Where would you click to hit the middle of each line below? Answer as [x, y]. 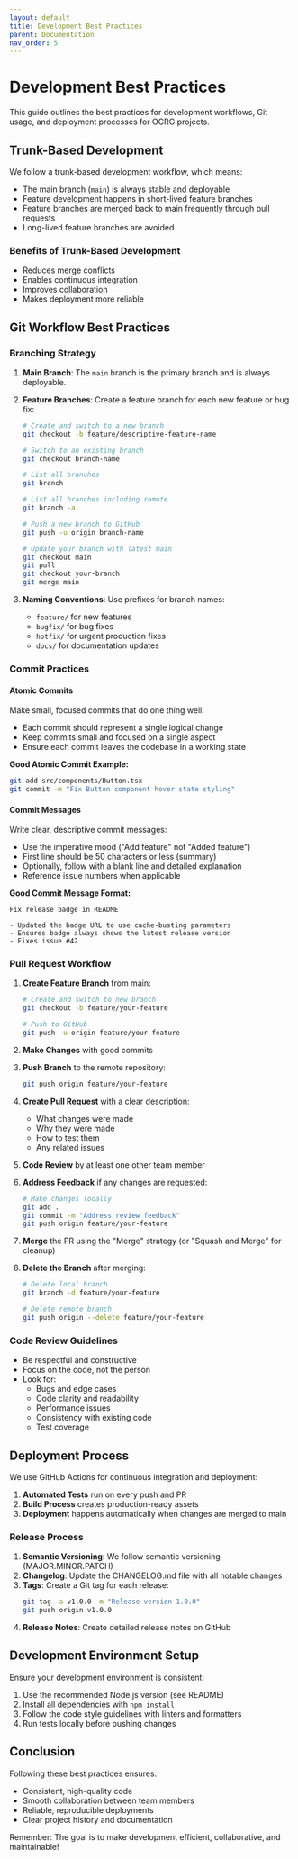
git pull [39, 565]
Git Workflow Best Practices [90, 327]
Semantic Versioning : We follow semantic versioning [121, 1557]
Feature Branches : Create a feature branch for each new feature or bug [156, 399]
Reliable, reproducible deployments [88, 1809]
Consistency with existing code [94, 1418]
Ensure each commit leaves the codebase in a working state [134, 747]
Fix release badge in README [64, 910]
